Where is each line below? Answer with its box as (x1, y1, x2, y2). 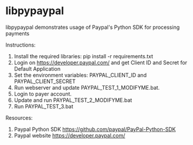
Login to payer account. (13, 90, 72, 97)
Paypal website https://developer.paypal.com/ (13, 131, 126, 139)
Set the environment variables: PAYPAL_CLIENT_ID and (13, 71, 147, 78)
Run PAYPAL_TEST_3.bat (13, 103, 74, 110)
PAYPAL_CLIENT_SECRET (13, 78, 76, 85)
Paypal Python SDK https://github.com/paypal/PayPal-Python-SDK (13, 126, 176, 133)
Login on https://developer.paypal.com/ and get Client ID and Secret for (13, 59, 188, 66)
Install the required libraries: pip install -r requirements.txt (13, 52, 154, 60)
